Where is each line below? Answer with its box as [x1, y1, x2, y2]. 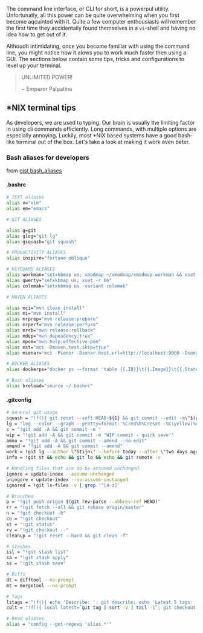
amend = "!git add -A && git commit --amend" [6, 443, 123, 450]
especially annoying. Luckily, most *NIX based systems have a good [6, 131, 177, 139]
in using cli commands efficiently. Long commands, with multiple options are [6, 125, 197, 133]
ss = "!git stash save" [6, 560, 66, 566]
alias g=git [6, 227, 36, 234]
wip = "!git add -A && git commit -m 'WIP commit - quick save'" [6, 432, 174, 438]
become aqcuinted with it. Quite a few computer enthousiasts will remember [6, 18, 196, 25]
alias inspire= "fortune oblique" [6, 255, 91, 261]
